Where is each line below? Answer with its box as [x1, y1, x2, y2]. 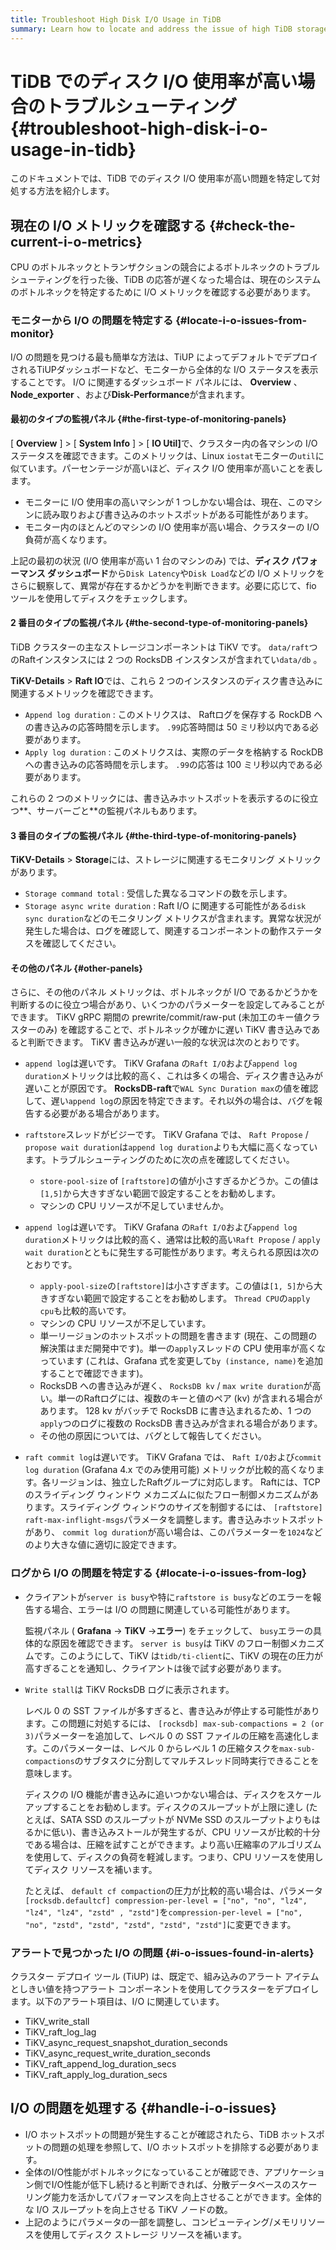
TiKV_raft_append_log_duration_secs [24, 2057, 177, 2070]
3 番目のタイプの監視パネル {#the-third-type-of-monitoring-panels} [10, 829, 297, 841]
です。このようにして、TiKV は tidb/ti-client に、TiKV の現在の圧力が [33, 1649, 323, 1661]
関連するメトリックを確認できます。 [10, 687, 159, 699]
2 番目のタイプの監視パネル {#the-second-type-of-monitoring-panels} [10, 617, 309, 629]
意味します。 [24, 1767, 78, 1779]
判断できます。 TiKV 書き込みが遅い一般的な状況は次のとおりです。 [27, 1036, 305, 1048]
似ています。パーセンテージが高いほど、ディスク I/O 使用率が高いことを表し [10, 462, 324, 474]
